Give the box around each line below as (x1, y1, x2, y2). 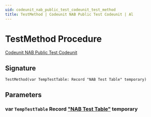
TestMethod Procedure (5, 33, 102, 45)
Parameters (5, 90, 42, 99)
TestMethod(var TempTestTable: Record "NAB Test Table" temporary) (5, 77, 147, 82)
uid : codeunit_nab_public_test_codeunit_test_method (5, 7, 116, 12)
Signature (5, 64, 36, 72)
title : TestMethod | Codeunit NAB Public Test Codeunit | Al (5, 12, 134, 17)
